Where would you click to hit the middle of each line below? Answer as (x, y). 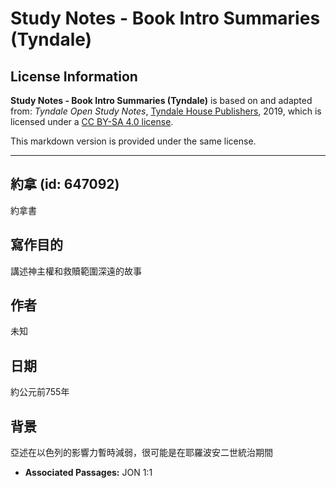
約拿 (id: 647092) (65, 184)
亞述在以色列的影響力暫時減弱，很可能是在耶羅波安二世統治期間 (141, 453)
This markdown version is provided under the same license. (133, 141)
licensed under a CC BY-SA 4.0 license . (92, 121)
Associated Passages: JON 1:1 (88, 473)
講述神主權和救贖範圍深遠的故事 (76, 271)
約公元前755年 (40, 392)
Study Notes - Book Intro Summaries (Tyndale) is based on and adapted (161, 100)
